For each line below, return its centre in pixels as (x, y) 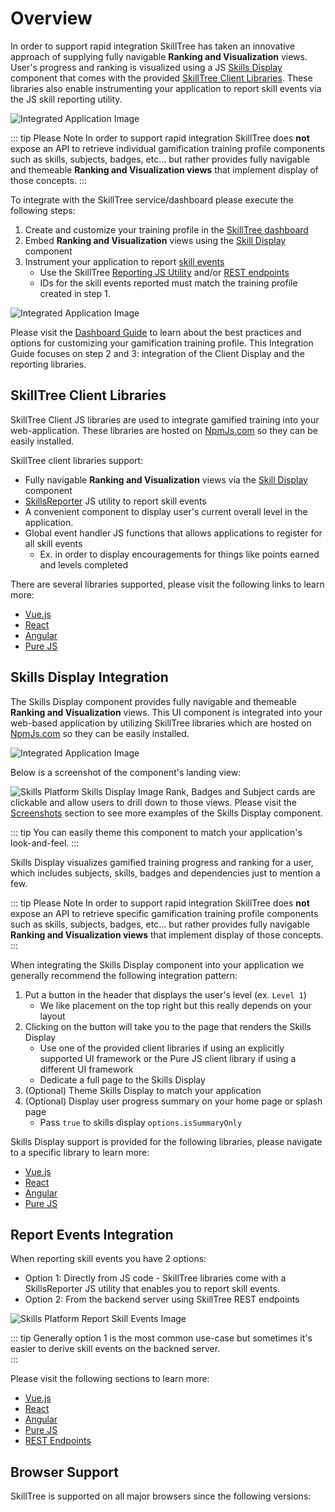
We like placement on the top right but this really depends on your (175, 1005)
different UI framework (86, 1069)
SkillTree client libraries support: (77, 460)
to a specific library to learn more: (80, 1152)
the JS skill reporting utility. (66, 99)
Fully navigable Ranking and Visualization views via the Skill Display (166, 479)
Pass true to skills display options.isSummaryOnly (141, 1122)
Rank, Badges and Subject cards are (240, 791)
